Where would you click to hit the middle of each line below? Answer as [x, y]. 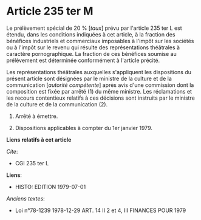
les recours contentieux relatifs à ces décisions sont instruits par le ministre [101, 98]
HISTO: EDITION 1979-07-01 [50, 187]
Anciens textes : [26, 198]
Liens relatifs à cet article [39, 139]
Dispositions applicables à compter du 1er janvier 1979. [84, 128]
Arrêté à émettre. [36, 116]
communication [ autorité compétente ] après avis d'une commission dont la [100, 85]
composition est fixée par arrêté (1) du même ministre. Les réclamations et [99, 91]
